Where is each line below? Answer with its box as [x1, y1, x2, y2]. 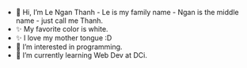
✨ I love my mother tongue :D [15, 33, 112, 43]
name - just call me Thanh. [15, 16, 104, 25]
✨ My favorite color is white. [15, 25, 108, 33]
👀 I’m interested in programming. [15, 42, 123, 51]
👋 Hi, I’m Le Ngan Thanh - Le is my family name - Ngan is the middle [15, 8, 239, 17]
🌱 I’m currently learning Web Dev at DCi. [15, 51, 148, 59]
